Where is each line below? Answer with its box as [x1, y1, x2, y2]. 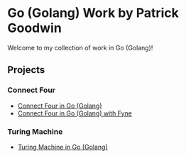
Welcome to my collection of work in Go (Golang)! [7, 43, 153, 52]
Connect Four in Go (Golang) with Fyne [17, 108, 133, 118]
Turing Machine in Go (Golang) [17, 142, 108, 151]
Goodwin [7, 20, 62, 36]
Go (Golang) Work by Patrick [7, 5, 180, 21]
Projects [7, 64, 45, 76]
